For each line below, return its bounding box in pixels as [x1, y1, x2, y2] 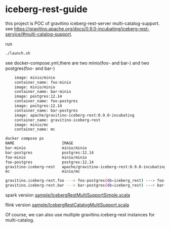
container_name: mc [14, 127, 56, 132]
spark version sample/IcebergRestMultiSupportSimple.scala [5, 192, 131, 198]
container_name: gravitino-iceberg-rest [14, 118, 101, 123]
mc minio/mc [5, 169, 80, 174]
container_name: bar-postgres [14, 108, 78, 113]
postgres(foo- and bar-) [5, 65, 55, 71]
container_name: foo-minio [14, 80, 71, 85]
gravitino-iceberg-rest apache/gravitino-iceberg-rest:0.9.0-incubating [5, 164, 166, 169]
